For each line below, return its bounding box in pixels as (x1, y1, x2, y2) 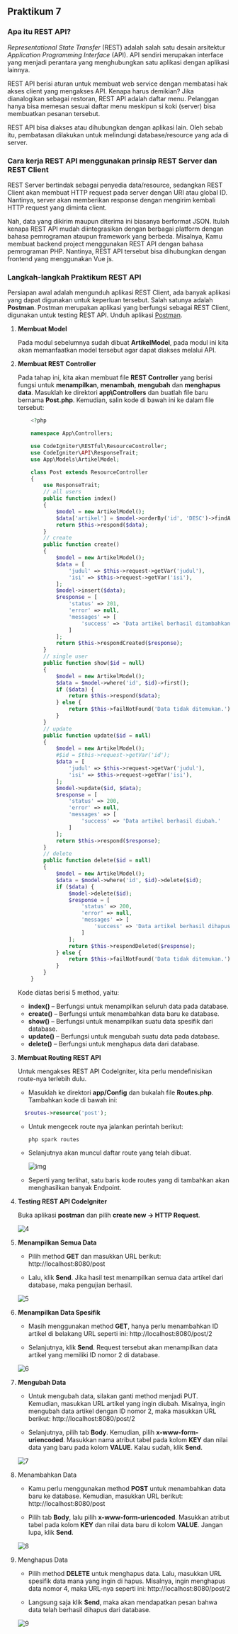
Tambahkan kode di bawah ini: (28, 1095, 118, 1104)
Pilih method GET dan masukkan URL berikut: (28, 1252, 161, 1260)
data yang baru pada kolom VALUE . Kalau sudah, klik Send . (28, 1443, 203, 1451)
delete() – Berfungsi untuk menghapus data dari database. (28, 1039, 200, 1048)
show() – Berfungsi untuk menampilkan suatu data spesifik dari (28, 1017, 214, 1025)
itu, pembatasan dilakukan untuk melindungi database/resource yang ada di (7, 130, 229, 139)
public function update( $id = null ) (43, 732, 152, 739)
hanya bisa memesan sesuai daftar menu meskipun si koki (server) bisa (7, 102, 216, 110)
